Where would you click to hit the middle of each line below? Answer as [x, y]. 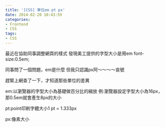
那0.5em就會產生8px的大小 [33, 98]
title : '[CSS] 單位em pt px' [35, 10]
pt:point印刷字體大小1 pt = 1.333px [41, 108]
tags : [11, 34]
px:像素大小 [17, 119]
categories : [18, 19]
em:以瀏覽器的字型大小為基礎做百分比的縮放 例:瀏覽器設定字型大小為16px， [84, 91]
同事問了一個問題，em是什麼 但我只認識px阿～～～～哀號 [65, 70]
